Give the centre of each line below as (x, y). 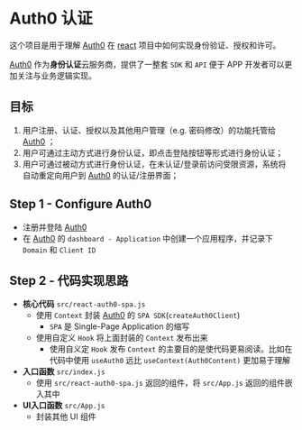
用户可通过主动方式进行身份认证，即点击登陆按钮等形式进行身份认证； (153, 152)
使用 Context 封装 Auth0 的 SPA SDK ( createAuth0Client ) (138, 316)
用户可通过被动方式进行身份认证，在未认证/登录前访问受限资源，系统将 (154, 164)
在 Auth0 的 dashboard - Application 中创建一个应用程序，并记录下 (147, 238)
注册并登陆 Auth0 (55, 227)
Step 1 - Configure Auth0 (81, 204)
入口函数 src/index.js (64, 371)
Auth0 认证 (51, 18)
